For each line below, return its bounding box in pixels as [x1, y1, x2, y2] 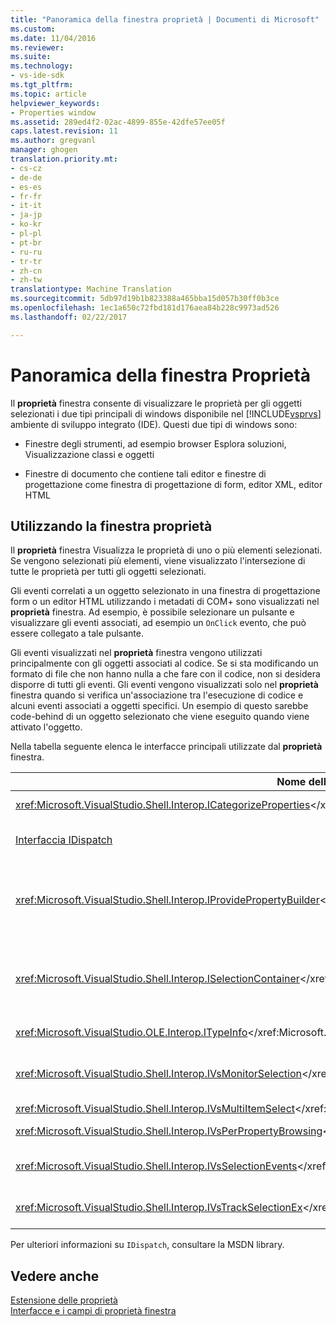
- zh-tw [10, 275, 43, 285]
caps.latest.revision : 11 [10, 126, 118, 136]
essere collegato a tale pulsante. [10, 627, 145, 640]
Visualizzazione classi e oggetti [24, 448, 155, 460]
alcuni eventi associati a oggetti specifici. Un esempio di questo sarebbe [10, 700, 309, 712]
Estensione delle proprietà [10, 1294, 118, 1306]
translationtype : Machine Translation [10, 284, 172, 295]
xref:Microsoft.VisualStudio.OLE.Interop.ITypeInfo [15, 1026, 248, 1040]
